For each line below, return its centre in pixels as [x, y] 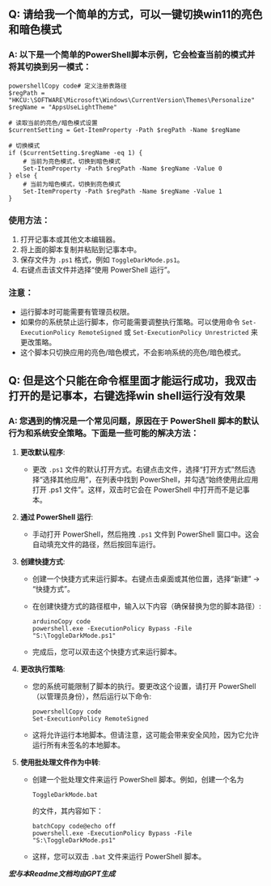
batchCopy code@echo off [74, 826]
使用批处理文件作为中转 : [60, 762]
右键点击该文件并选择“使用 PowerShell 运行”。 [97, 269]
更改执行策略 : [42, 669]
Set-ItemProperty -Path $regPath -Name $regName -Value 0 [123, 169]
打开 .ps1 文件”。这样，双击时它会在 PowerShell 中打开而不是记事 [141, 490]
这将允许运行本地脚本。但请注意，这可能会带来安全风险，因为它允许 [146, 734]
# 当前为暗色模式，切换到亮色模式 [72, 184]
